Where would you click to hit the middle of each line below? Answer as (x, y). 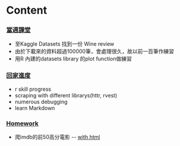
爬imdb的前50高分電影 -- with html (57, 137)
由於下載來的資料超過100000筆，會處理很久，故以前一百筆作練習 (94, 52)
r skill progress (33, 89)
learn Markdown (35, 108)
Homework (22, 123)
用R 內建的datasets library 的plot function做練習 (73, 59)
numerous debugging (41, 101)
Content (27, 10)
